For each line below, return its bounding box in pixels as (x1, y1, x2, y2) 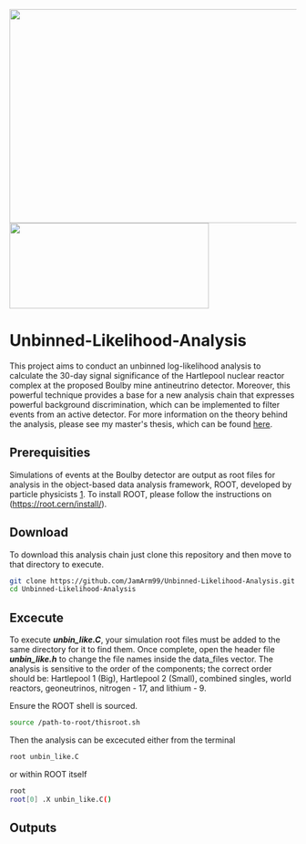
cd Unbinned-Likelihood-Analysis (9, 585, 137, 594)
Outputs (9, 820, 57, 836)
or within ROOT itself (9, 768, 87, 779)
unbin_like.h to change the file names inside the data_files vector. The (9, 653, 273, 665)
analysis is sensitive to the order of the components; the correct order (9, 663, 272, 674)
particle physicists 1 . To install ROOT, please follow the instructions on (9, 488, 272, 499)
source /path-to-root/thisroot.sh (9, 718, 141, 727)
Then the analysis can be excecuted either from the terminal (9, 735, 236, 745)
